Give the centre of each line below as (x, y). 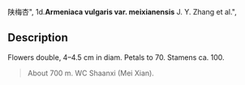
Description (38, 38)
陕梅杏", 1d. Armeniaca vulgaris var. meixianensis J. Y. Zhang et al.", (122, 12)
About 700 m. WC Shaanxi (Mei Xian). (91, 73)
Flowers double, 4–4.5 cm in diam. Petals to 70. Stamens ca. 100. (116, 57)
